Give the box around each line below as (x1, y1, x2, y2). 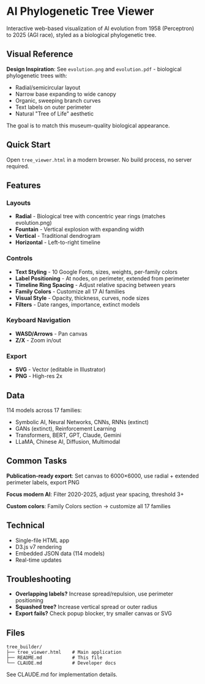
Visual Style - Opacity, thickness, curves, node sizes (15, 294, 150, 302)
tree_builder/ (6, 644, 43, 650)
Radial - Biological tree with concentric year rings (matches (15, 213, 166, 220)
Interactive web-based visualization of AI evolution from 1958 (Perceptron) (6, 25, 195, 32)
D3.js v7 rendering (15, 543, 62, 551)
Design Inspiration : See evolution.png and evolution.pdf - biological (6, 65, 182, 73)
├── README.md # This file (6, 655, 103, 661)
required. (6, 162, 29, 170)
